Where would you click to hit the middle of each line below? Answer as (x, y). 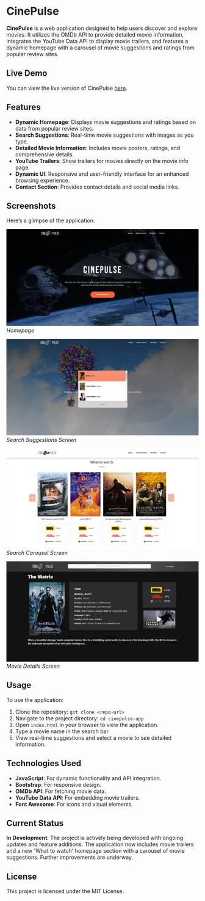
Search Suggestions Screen (41, 440)
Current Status (35, 823)
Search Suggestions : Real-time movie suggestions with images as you (104, 135)
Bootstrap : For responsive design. (58, 784)
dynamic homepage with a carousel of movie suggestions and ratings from (101, 48)
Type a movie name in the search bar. (62, 731)
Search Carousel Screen (37, 553)
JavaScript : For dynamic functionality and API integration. (88, 778)
